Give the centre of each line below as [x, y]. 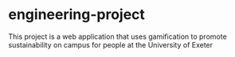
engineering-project [77, 15]
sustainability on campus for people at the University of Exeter [111, 44]
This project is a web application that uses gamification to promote [117, 36]
